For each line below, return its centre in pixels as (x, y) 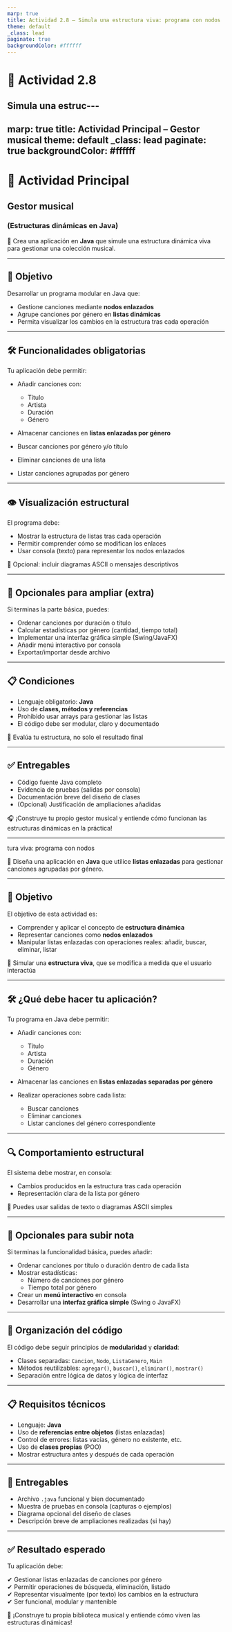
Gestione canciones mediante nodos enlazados (85, 306)
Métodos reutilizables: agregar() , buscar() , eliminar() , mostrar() (110, 1368)
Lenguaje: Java (39, 1425)
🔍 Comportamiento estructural (76, 1153)
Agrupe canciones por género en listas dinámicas (89, 314)
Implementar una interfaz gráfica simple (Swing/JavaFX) (97, 638)
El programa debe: (33, 523)
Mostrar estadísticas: (47, 1272)
